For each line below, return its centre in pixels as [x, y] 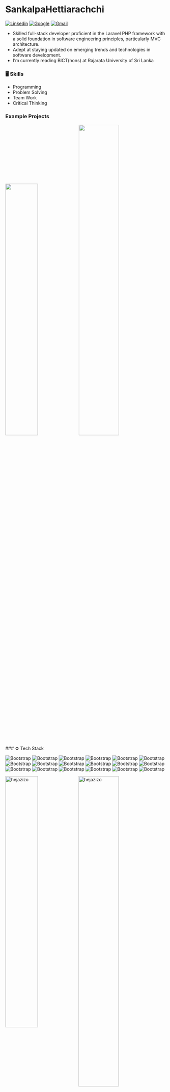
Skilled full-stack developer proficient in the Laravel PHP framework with [89, 33]
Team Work [25, 98]
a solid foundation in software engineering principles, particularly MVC [87, 39]
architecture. [26, 44]
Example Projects [27, 117]
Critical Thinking [30, 103]
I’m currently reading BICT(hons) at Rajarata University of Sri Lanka [83, 60]
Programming [27, 87]
